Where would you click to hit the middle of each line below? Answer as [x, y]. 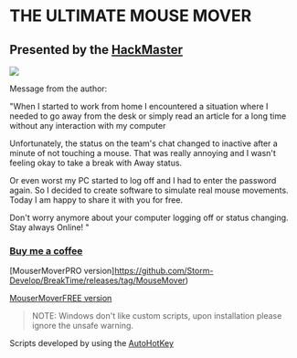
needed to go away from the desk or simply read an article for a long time [148, 116]
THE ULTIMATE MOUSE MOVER [131, 16]
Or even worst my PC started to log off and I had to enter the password [143, 180]
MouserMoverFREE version [61, 299]
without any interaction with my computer [88, 126]
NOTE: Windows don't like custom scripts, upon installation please [157, 316]
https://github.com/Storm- [164, 271]
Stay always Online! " [49, 227]
